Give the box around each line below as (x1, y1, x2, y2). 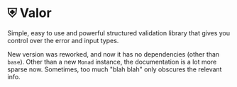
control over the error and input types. (7, 36, 119, 45)
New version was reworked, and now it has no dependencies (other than (7, 50, 220, 58)
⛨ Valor (7, 5, 52, 21)
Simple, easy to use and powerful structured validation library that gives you (7, 28, 231, 37)
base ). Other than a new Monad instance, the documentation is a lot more (7, 57, 217, 66)
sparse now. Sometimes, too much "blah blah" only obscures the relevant (7, 65, 222, 74)
